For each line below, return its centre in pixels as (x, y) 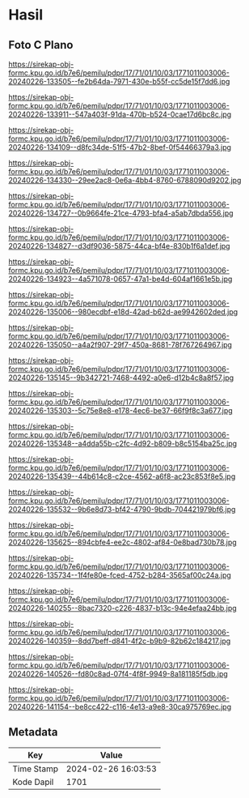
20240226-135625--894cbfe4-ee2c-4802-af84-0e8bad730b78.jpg (122, 542)
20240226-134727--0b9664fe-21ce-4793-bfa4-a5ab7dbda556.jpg (121, 213)
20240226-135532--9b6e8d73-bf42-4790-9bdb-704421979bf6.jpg (122, 509)
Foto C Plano (41, 45)
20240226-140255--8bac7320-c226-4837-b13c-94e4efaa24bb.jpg (122, 608)
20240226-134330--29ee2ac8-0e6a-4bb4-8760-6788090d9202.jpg (125, 180)
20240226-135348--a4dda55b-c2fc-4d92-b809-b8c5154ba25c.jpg (122, 444)
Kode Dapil (33, 782)
